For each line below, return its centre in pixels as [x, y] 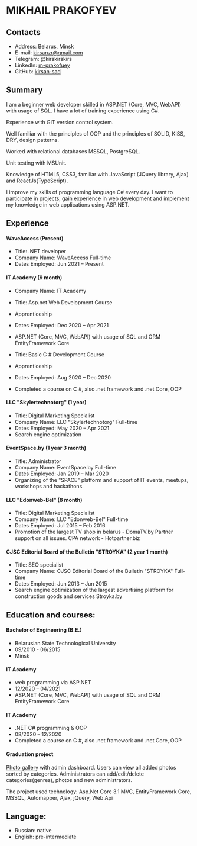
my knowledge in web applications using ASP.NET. [68, 204]
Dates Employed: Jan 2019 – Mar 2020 [62, 474]
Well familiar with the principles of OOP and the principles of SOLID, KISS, [96, 133]
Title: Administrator [38, 461]
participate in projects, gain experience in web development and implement [98, 198]
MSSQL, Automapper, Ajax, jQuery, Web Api [60, 797]
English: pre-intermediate [45, 837]
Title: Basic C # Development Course [60, 354]
